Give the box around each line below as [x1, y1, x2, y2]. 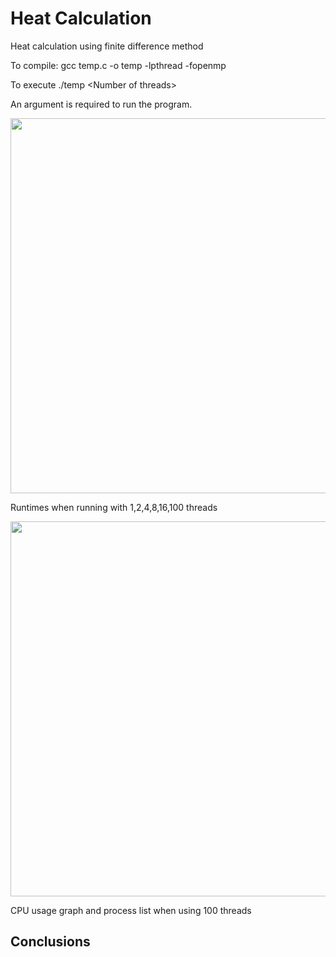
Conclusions [10, 933, 91, 951]
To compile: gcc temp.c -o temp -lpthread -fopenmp [10, 59, 227, 71]
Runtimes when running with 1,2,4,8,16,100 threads [10, 501, 218, 513]
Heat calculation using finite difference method [10, 40, 204, 52]
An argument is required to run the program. [10, 98, 193, 110]
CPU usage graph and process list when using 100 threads [10, 904, 252, 916]
